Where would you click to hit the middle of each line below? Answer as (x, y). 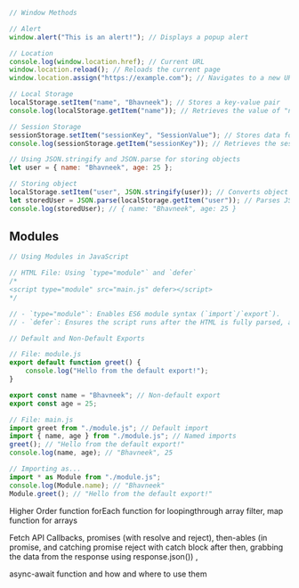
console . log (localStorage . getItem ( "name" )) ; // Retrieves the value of (145, 110)
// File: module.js (45, 355)
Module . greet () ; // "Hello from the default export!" (111, 494)
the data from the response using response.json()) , (104, 556)
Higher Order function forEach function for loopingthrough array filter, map (146, 510)
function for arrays (44, 520)
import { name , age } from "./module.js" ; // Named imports (123, 437)
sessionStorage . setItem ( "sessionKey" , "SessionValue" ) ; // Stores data (145, 135)
